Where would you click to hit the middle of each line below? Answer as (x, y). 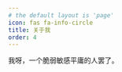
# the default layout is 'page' (61, 15)
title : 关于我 (30, 30)
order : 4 (22, 37)
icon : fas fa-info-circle (50, 23)
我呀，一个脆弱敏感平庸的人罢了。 (63, 60)
